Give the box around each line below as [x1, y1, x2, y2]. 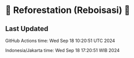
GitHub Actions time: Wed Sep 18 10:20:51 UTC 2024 [5, 37, 115, 43]
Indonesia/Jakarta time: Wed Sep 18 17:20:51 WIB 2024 [5, 47, 120, 53]
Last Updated [5, 24, 49, 33]
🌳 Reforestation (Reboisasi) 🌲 [5, 4, 130, 16]
